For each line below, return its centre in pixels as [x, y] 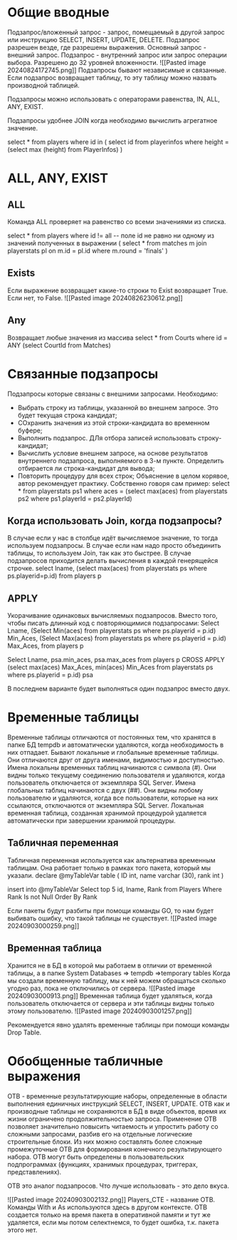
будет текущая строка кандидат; [67, 415]
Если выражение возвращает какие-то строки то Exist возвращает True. [118, 290]
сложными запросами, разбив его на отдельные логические [100, 1134]
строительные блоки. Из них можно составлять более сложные [105, 1142]
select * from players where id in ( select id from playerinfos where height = [118, 142]
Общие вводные [58, 12]
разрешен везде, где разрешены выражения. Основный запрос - [107, 47]
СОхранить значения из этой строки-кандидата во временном [114, 422]
